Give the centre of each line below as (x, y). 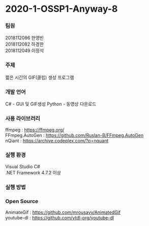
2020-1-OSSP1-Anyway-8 (62, 9)
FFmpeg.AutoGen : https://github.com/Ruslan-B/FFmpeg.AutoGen (74, 135)
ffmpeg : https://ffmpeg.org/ (35, 130)
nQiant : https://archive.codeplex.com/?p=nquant (57, 141)
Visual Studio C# (23, 166)
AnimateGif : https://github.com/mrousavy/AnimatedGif (63, 212)
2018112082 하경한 (25, 44)
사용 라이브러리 (23, 118)
